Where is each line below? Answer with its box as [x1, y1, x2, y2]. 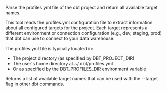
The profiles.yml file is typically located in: [5, 45, 94, 51]
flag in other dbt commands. [5, 81, 64, 87]
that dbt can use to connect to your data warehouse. [5, 35, 115, 41]
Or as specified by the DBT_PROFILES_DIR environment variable [12, 66, 146, 72]
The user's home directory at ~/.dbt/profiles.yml [12, 61, 113, 66]
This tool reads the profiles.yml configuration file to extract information [5, 20, 153, 25]
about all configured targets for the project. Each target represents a [5, 25, 148, 31]
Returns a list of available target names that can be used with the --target [5, 76, 158, 81]
